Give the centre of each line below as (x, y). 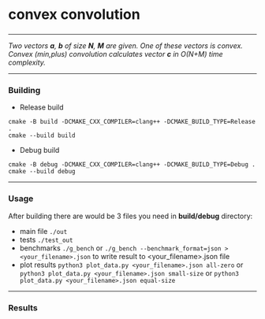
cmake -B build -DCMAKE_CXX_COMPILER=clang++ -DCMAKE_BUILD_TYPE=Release (132, 122)
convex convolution (74, 15)
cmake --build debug (42, 172)
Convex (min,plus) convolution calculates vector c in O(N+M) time (116, 54)
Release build (42, 107)
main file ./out (43, 231)
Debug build (39, 150)
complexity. (27, 63)
